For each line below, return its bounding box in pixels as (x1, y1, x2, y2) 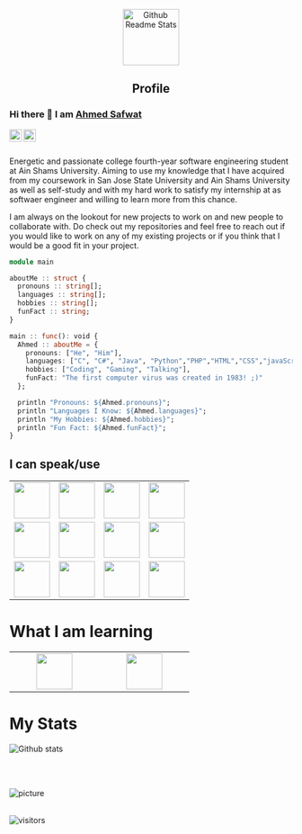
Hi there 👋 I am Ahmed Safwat (9, 108, 142, 121)
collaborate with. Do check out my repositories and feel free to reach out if (9, 220, 286, 231)
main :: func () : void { (9, 331, 99, 341)
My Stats (9, 713, 78, 734)
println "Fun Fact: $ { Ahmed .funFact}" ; (17, 423, 167, 432)
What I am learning (9, 622, 154, 642)
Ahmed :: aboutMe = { (17, 340, 99, 349)
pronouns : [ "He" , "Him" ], (25, 348, 123, 357)
